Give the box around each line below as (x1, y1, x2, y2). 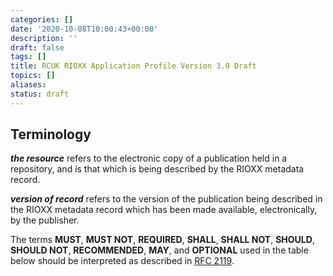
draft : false (10, 42, 65, 53)
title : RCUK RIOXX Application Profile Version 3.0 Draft (10, 61, 257, 71)
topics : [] (10, 71, 56, 81)
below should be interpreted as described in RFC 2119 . (10, 255, 235, 267)
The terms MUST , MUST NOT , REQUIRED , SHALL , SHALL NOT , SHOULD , (10, 234, 315, 246)
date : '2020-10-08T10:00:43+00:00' (10, 24, 159, 34)
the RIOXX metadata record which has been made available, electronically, (10, 204, 318, 216)
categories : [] (10, 14, 74, 25)
